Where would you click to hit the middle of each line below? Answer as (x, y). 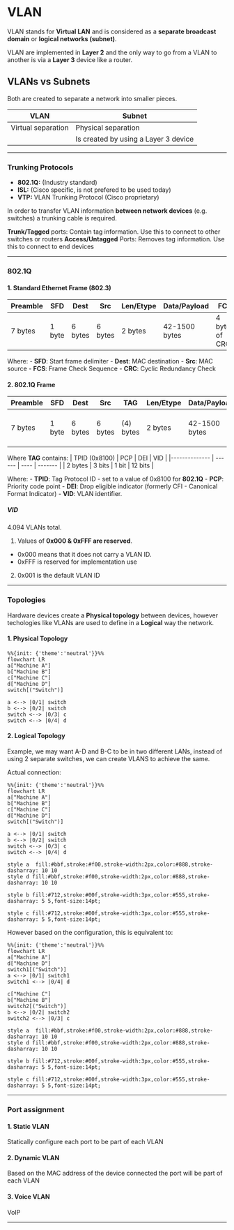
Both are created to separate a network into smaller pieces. (92, 98)
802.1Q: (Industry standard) (57, 183)
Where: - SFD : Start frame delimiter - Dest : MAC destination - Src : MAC (110, 361)
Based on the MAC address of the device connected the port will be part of (115, 1173)
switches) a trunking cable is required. (62, 218)
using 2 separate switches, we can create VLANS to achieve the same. (109, 759)
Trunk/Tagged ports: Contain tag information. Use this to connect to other (114, 232)
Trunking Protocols (40, 167)
